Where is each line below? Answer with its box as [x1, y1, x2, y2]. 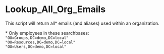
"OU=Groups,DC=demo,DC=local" [5, 35, 69, 40]
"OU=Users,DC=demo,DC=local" [5, 44, 67, 49]
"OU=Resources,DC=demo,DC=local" [5, 39, 76, 45]
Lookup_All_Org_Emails [5, 4, 106, 15]
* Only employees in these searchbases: [5, 30, 89, 36]
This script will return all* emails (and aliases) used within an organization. [5, 20, 160, 26]
